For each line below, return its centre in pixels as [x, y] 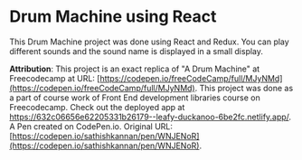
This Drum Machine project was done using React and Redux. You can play [149, 42]
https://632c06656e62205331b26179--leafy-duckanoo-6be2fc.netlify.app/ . [151, 117]
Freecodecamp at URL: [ [55, 78]
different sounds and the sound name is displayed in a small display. [137, 51]
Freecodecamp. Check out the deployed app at [97, 107]
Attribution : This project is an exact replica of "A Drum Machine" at [135, 69]
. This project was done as [244, 88]
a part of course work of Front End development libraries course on [135, 98]
